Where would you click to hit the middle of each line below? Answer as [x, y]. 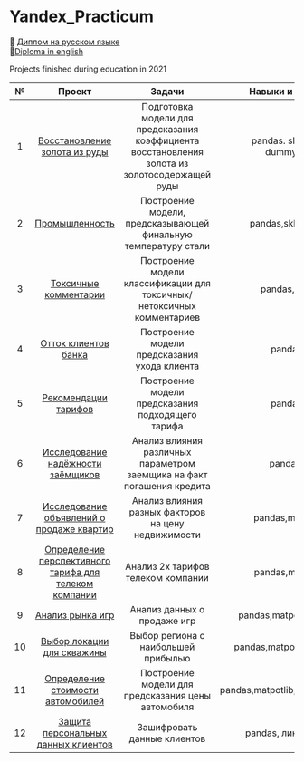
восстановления [167, 151]
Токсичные [75, 283]
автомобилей [75, 701]
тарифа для [75, 572]
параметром [167, 463]
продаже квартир [75, 529]
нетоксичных [167, 305]
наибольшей [167, 647]
